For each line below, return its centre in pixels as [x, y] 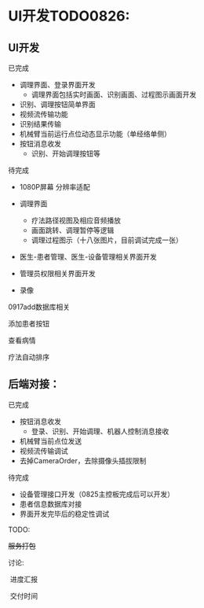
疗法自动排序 [29, 357]
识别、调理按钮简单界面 [57, 104]
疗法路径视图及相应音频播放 [76, 220]
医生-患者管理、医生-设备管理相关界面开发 [88, 257]
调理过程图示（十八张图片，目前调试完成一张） [107, 240]
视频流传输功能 [44, 114]
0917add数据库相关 [39, 307]
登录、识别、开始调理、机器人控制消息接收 [100, 431]
